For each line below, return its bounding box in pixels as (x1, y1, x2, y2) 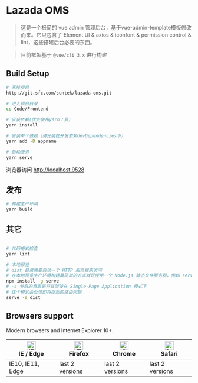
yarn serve (6, 154, 33, 160)
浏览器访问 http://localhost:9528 (6, 166, 85, 173)
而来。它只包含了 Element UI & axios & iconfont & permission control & (20, 31, 192, 38)
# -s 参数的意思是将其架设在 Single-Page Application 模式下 (6, 284, 147, 290)
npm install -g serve (6, 278, 60, 284)
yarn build (6, 206, 33, 213)
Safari (160, 349, 178, 358)
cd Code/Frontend (6, 106, 49, 112)
